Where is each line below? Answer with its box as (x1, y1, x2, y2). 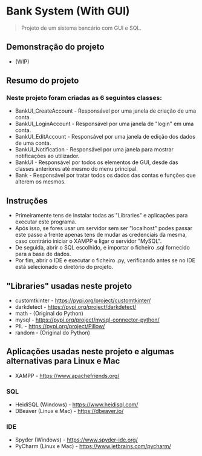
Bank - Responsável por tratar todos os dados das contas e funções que (15, 171, 196, 179)
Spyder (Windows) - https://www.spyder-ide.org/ (15, 436, 138, 443)
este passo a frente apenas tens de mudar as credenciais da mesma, (15, 231, 187, 239)
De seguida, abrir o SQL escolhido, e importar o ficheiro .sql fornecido (15, 244, 191, 251)
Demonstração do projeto (6, 42, 105, 52)
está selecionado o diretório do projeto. (15, 263, 114, 271)
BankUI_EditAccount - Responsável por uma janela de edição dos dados (15, 133, 195, 140)
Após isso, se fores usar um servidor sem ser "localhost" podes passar (15, 225, 192, 232)
